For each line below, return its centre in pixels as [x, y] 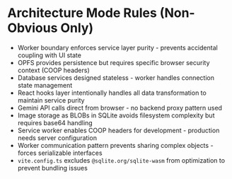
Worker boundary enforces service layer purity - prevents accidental [117, 47]
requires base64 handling [55, 122]
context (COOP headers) [53, 70]
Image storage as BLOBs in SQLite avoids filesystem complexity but [116, 115]
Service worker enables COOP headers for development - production [118, 130]
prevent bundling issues [53, 168]
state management [45, 85]
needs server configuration [57, 138]
